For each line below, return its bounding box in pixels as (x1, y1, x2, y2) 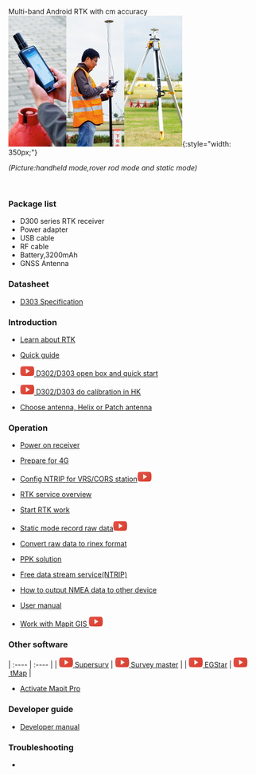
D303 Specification (19, 296, 83, 306)
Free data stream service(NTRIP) (19, 570, 128, 580)
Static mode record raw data (19, 523, 114, 533)
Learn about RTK (19, 335, 76, 344)
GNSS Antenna (19, 259, 69, 268)
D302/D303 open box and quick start (35, 368, 159, 378)
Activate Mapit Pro (19, 684, 81, 694)
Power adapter (19, 225, 69, 234)
